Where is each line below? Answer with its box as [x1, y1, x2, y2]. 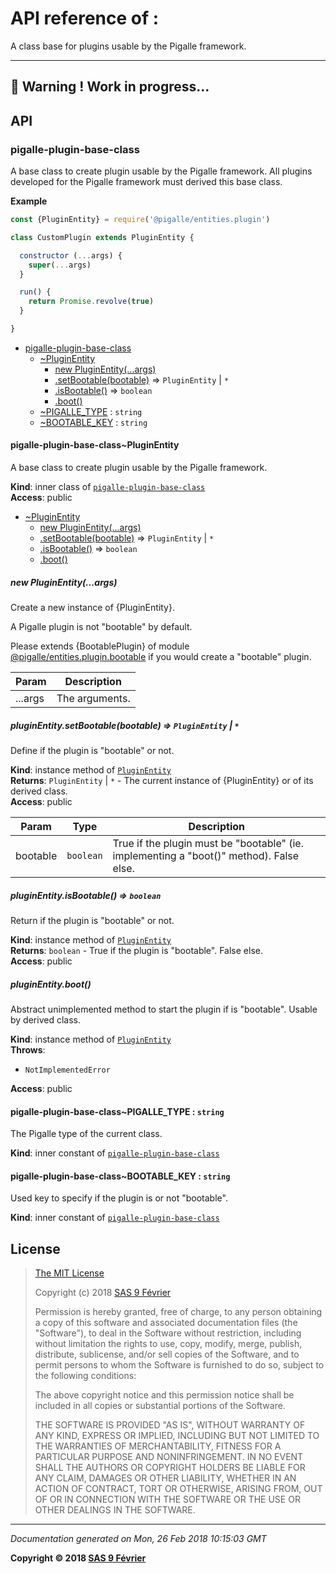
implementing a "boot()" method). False [112, 849, 300, 863]
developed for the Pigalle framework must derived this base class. [10, 176, 283, 188]
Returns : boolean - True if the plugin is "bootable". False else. [10, 945, 263, 956]
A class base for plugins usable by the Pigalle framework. [10, 40, 247, 52]
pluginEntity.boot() [10, 978, 92, 990]
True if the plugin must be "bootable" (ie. [112, 837, 304, 851]
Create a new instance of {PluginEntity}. [10, 602, 175, 614]
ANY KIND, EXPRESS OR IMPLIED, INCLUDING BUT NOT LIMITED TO [34, 1430, 320, 1442]
